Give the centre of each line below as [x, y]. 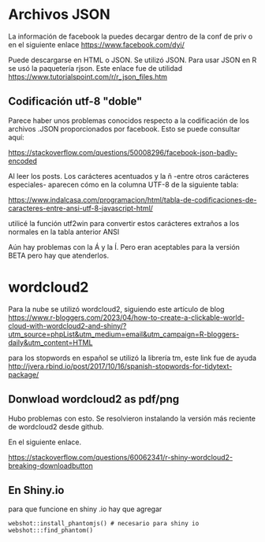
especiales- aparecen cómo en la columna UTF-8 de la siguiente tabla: [123, 184]
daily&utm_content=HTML [50, 342]
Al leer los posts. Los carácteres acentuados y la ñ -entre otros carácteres [129, 176]
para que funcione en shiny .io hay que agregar [85, 509]
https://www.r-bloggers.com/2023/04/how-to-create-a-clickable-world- [127, 317]
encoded [23, 161]
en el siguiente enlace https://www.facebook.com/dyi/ [97, 44]
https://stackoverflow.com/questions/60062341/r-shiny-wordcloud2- [121, 457]
